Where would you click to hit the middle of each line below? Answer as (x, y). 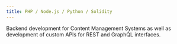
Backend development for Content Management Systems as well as (89, 28)
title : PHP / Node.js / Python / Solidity (59, 11)
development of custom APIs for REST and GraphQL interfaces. (83, 34)
